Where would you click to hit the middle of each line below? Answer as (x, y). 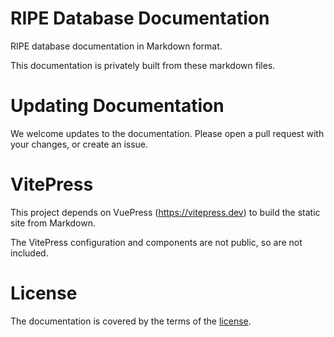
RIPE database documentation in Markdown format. (116, 46)
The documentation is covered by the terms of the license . (131, 321)
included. (29, 253)
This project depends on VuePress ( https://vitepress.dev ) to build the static (165, 212)
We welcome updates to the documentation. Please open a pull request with (167, 133)
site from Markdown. (53, 223)
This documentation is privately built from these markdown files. (143, 65)
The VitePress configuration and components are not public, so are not (156, 242)
